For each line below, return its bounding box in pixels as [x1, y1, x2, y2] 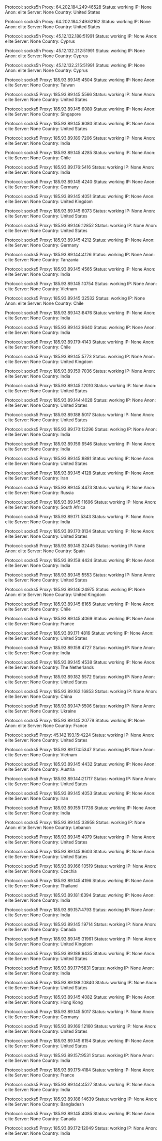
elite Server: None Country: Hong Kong [5, 999, 83, 1005]
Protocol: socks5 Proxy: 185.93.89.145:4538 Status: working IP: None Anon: [5, 660, 156, 665]
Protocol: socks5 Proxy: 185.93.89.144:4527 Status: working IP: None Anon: [5, 1082, 156, 1087]
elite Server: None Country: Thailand [5, 883, 78, 889]
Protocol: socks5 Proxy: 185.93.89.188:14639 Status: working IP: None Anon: [5, 1096, 158, 1102]
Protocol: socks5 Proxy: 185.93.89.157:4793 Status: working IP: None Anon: [5, 907, 155, 912]
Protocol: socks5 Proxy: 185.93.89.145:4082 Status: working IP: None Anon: [5, 994, 156, 1000]
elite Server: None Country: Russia [5, 490, 74, 496]
